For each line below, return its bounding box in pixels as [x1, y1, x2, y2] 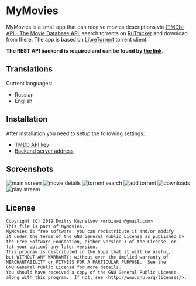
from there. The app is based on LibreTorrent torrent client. [6, 36, 148, 43]
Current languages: [6, 80, 53, 87]
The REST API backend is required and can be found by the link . [6, 47, 164, 54]
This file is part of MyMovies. [6, 223, 85, 229]
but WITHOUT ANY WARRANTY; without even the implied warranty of [6, 254, 169, 260]
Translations [6, 64, 53, 74]
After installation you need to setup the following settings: [6, 130, 145, 137]
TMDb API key [14, 141, 50, 148]
